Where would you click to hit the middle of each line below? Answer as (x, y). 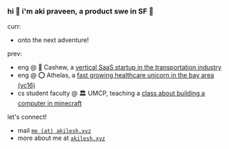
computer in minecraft (50, 103)
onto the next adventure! (53, 40)
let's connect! (27, 117)
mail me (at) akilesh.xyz (54, 131)
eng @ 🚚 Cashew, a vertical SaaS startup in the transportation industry (119, 67)
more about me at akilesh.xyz (61, 138)
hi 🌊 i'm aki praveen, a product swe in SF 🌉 (81, 11)
